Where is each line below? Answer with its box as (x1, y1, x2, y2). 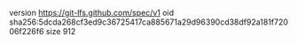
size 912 (45, 26, 76, 36)
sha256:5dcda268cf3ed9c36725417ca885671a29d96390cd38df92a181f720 (9, 17, 289, 27)
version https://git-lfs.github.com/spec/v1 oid (9, 8, 175, 18)
